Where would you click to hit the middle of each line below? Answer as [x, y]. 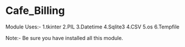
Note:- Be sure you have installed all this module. [64, 38]
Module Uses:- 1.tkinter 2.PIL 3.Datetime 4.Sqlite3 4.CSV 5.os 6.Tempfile [92, 27]
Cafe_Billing [35, 11]
